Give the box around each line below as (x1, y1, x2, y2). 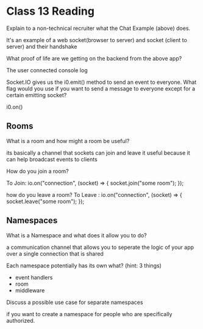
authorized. (6, 317, 35, 324)
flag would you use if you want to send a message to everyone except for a (6, 84, 196, 92)
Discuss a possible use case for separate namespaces (6, 298, 143, 306)
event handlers (15, 273, 53, 281)
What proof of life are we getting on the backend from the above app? (6, 54, 182, 62)
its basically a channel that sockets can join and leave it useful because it (6, 149, 190, 157)
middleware (15, 286, 45, 294)
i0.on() (6, 103, 23, 111)
